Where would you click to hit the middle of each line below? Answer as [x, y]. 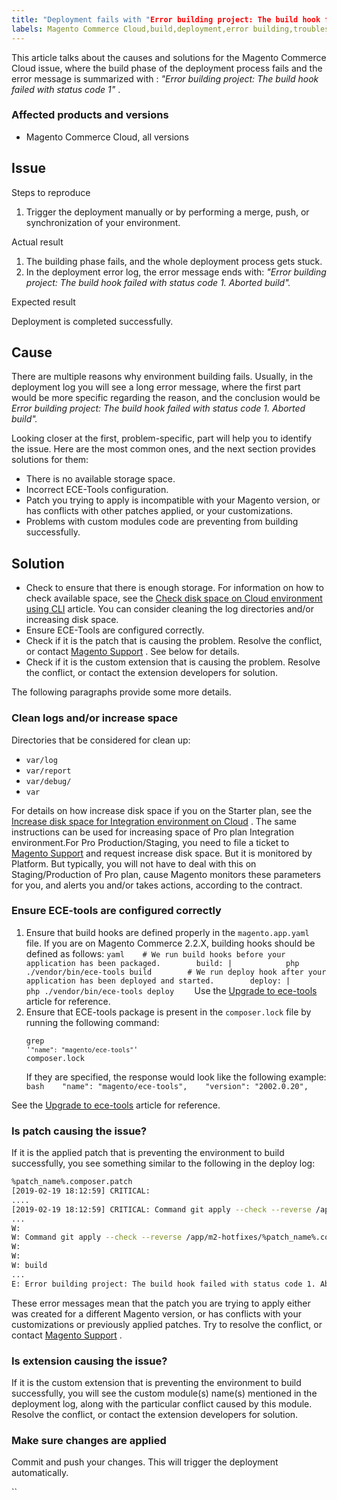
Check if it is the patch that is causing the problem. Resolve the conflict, [174, 641]
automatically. [40, 1473]
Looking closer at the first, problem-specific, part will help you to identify [162, 438]
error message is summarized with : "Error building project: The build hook [165, 78]
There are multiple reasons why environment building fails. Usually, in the [162, 377]
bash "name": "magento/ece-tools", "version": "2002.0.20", [167, 1086]
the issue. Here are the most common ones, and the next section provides [163, 449]
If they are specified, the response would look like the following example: [176, 1077]
